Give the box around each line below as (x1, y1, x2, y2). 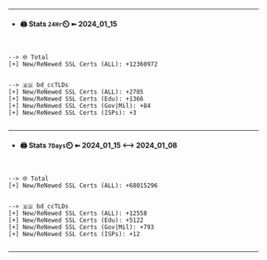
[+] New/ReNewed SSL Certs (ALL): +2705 (8, 88, 145, 96)
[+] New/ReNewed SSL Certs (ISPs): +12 (8, 231, 141, 239)
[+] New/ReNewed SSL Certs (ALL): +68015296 (8, 182, 158, 190)
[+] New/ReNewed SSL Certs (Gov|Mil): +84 (8, 102, 151, 110)
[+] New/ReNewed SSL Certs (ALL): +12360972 (8, 60, 158, 68)
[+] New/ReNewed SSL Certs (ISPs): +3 (8, 109, 137, 117)
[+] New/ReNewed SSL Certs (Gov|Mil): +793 (8, 224, 155, 231)
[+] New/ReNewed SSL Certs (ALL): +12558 (8, 209, 148, 218)
